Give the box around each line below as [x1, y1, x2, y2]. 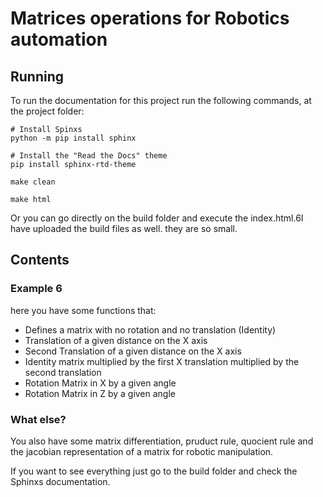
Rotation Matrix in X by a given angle [24, 377, 177, 389]
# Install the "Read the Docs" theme [10, 151, 168, 161]
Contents [10, 252, 70, 269]
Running [10, 68, 65, 85]
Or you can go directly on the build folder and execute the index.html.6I [10, 212, 304, 224]
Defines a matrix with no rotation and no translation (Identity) [24, 323, 277, 336]
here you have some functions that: [10, 304, 157, 316]
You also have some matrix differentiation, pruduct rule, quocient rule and [10, 435, 314, 447]
